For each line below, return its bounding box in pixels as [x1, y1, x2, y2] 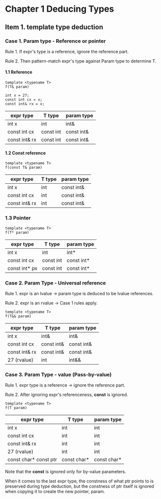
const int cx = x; [5, 97, 42, 102]
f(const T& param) [5, 165, 42, 170]
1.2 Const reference [5, 150, 46, 156]
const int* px [7, 265, 38, 272]
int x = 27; [5, 93, 29, 98]
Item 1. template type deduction [5, 23, 103, 31]
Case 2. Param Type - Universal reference [5, 280, 106, 286]
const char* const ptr [7, 456, 57, 463]
